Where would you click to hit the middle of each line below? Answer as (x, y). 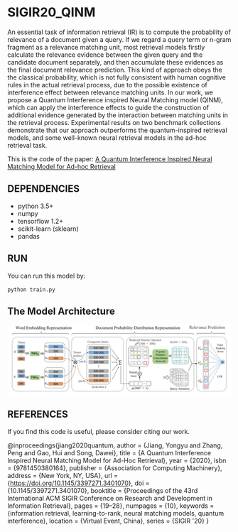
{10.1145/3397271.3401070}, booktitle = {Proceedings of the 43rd (103, 490)
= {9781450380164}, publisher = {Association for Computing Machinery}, (115, 468)
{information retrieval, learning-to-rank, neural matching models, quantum (116, 513)
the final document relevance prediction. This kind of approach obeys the (115, 70)
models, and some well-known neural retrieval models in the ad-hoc (107, 137)
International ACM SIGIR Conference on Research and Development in (110, 498)
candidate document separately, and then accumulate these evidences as (115, 62)
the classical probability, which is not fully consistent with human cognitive (117, 77)
